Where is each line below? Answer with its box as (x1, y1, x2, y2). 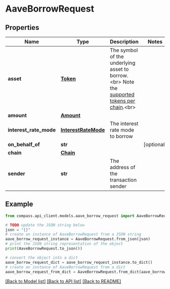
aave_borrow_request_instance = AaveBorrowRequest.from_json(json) (5, 236, 151, 242)
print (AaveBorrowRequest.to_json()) (5, 246, 82, 251)
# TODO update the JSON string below (5, 222, 85, 228)
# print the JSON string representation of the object (5, 241, 123, 246)
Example (5, 200, 33, 209)
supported (109, 91, 135, 98)
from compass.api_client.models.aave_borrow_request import (5, 213, 135, 218)
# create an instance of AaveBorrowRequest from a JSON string (5, 232, 142, 237)
